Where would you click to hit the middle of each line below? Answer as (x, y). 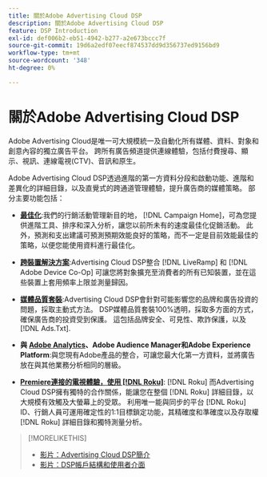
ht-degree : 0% (32, 68)
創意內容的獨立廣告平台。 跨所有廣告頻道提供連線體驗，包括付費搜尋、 (125, 151)
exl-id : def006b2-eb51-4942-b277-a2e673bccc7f (87, 38)
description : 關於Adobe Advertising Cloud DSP (86, 23)
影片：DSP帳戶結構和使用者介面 (92, 464)
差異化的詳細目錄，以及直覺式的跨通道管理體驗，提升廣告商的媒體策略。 (127, 188)
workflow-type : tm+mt (44, 53)
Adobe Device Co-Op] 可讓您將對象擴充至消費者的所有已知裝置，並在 (134, 272)
